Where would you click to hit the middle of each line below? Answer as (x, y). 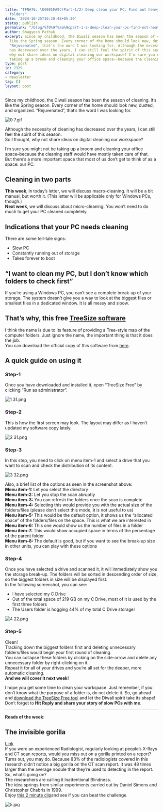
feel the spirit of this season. (33, 134)
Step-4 (14, 558)
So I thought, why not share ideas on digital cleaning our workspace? (74, 139)
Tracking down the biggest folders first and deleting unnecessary (70, 647)
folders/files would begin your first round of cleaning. (58, 652)
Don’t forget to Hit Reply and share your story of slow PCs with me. (73, 703)
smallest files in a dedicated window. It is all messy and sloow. (67, 303)
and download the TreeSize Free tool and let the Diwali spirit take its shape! (80, 698)
